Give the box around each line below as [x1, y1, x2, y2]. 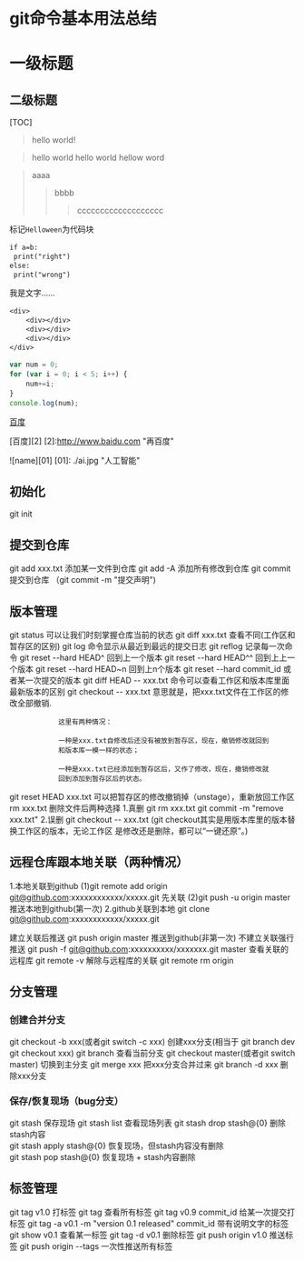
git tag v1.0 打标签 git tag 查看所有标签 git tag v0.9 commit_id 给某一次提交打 [9, 1206, 296, 1217]
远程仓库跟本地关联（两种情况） [9, 855, 189, 870]
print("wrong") [13, 270, 71, 280]
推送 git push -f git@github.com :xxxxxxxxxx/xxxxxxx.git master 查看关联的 [9, 943, 289, 955]
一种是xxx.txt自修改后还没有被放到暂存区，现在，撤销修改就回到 [57, 736, 270, 746]
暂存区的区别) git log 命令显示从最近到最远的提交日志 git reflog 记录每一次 [9, 641, 285, 651]
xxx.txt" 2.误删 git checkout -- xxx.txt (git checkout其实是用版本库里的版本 [9, 815, 288, 825]
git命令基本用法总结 [9, 8, 157, 29]
